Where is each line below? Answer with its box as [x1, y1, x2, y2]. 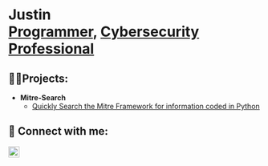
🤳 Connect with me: [8, 124, 108, 138]
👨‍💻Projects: [8, 71, 68, 85]
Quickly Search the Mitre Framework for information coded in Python [31, 102, 261, 111]
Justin [8, 6, 51, 24]
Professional [8, 40, 95, 58]
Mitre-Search [19, 93, 67, 102]
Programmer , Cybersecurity [8, 22, 200, 41]
